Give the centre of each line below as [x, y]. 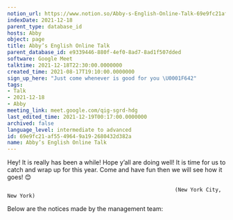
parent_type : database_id [44, 26]
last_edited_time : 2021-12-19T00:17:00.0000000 [77, 117]
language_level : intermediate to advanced [69, 130]
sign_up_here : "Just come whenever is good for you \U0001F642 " [102, 78]
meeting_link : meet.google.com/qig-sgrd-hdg [72, 110]
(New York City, [198, 190]
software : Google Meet [40, 59]
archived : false [31, 123]
